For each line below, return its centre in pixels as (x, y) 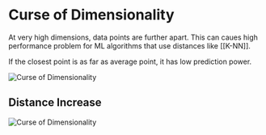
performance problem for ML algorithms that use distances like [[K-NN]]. (129, 45)
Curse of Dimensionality (91, 15)
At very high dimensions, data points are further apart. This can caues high (133, 37)
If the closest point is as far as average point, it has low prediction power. (130, 61)
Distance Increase (55, 103)
